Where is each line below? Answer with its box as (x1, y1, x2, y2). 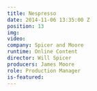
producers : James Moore (7, 61, 75, 68)
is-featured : (7, 73, 44, 81)
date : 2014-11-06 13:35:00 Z (7, 16, 90, 23)
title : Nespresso (7, 10, 57, 17)
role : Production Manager (7, 67, 81, 74)
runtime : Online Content (7, 49, 78, 55)
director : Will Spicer (7, 55, 72, 62)
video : (7, 36, 26, 42)
